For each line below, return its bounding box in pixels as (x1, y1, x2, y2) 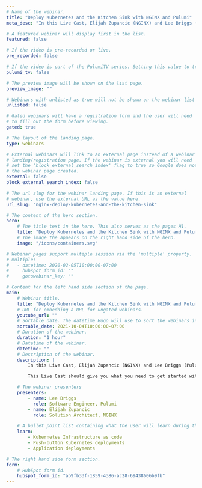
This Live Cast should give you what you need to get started (28, 373, 187, 379)
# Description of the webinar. (17, 351, 96, 358)
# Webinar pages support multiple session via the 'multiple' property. (6, 251, 192, 257)
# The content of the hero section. (6, 212, 98, 218)
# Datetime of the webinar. (17, 340, 87, 346)
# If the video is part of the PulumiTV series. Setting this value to (6, 64, 189, 70)
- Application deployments (28, 445, 96, 451)
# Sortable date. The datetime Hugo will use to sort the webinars (17, 318, 189, 324)
